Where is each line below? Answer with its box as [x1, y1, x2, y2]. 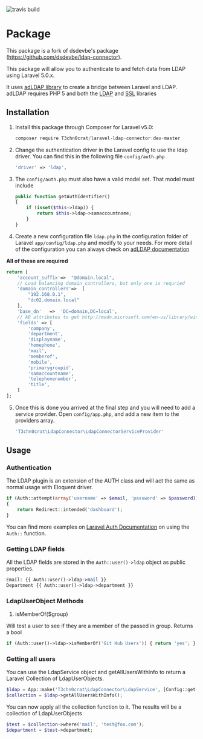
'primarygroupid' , [28, 364, 74, 371]
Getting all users [6, 655, 56, 663]
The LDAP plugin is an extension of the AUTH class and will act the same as [6, 477, 195, 484]
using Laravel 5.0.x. [6, 72, 55, 79]
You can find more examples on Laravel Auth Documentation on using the [6, 523, 190, 530]
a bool [6, 629, 22, 636]
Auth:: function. [6, 529, 47, 537]
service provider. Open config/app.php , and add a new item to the [14, 410, 179, 418]
